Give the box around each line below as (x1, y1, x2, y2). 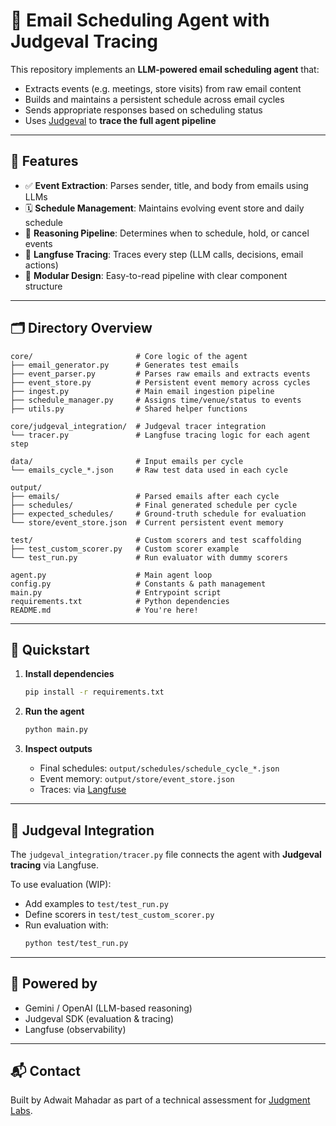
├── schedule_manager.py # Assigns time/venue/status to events (10, 395, 302, 405)
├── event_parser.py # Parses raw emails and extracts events (10, 369, 311, 379)
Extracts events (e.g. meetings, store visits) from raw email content (24, 82, 302, 94)
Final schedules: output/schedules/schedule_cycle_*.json (39, 762, 280, 774)
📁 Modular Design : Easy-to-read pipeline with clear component (24, 269, 288, 281)
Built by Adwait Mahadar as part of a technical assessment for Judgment (10, 1094, 311, 1106)
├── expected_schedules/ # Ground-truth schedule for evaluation (10, 509, 307, 519)
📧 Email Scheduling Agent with (10, 9, 270, 32)
